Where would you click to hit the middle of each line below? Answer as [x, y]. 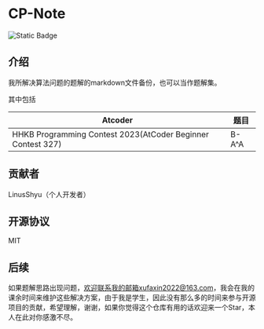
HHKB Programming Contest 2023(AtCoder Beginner [111, 134]
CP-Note [37, 14]
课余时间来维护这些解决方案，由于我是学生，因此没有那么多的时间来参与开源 [132, 298]
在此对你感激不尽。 [46, 317]
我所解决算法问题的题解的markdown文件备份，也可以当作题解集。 [115, 82]
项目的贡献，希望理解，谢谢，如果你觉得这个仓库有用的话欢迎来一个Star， [128, 308]
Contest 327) [37, 144]
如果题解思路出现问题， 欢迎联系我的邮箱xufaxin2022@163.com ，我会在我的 [132, 288]
